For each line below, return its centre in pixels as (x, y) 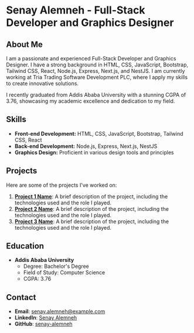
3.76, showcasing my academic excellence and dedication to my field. (91, 101)
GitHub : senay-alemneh (43, 324)
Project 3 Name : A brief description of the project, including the (91, 221)
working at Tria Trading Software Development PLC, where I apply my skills (97, 77)
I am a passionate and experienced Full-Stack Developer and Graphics (91, 58)
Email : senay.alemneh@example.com (60, 311)
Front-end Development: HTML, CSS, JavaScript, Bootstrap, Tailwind (99, 133)
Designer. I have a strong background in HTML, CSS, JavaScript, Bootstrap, (97, 65)
